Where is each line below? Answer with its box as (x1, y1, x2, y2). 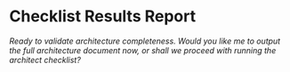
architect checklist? (9, 54, 82, 65)
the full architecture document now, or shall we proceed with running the (9, 44, 277, 55)
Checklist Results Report (9, 6, 197, 27)
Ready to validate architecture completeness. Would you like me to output (9, 36, 281, 46)
